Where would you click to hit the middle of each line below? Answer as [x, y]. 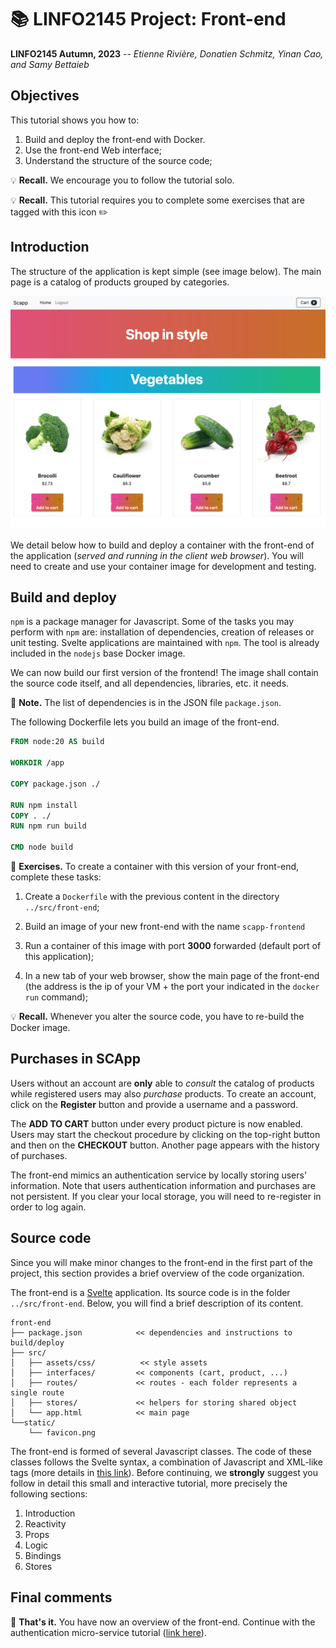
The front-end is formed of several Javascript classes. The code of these [161, 1451]
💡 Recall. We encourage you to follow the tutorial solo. [122, 180]
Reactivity [45, 1523]
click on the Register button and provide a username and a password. [154, 1104]
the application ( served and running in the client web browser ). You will [157, 555]
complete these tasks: [56, 877]
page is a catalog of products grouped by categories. [120, 282]
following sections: [49, 1493]
